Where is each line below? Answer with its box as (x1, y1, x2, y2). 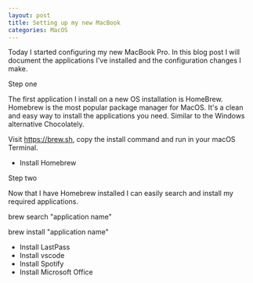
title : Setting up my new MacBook (8, 19, 121, 27)
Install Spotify (19, 259, 64, 269)
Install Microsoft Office (19, 267, 93, 277)
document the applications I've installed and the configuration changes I (8, 56, 241, 65)
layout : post (8, 11, 51, 20)
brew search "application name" (8, 212, 112, 222)
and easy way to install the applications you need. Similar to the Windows (8, 111, 245, 121)
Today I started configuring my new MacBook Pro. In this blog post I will (8, 48, 240, 57)
